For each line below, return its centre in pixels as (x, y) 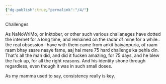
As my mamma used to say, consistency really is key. (60, 75)
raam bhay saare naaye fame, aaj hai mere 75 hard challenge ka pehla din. (82, 50)
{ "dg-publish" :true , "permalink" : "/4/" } (47, 10)
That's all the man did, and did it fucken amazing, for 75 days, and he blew (82, 55)
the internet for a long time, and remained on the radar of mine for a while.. (82, 39)
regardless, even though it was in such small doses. (59, 66)
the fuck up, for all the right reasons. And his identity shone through (75, 60)
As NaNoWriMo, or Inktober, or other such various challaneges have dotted (83, 34)
